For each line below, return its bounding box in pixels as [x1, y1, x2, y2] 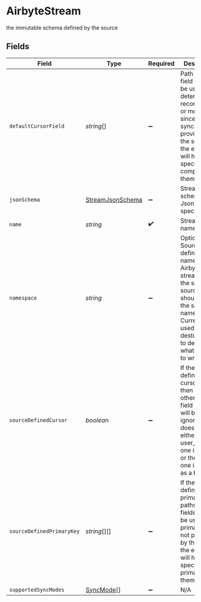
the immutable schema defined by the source [6, 24, 118, 31]
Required [148, 59, 175, 67]
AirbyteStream [6, 4, 81, 18]
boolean [86, 416, 109, 424]
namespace [9, 294, 37, 301]
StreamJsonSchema [86, 195, 142, 203]
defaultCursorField [9, 122, 65, 130]
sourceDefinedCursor [9, 417, 68, 424]
